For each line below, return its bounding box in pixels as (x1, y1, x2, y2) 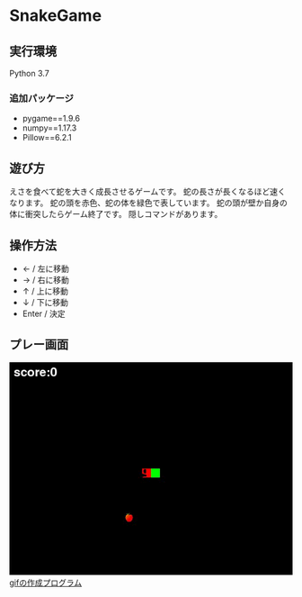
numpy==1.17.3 (22, 122, 77, 133)
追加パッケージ (9, 92, 75, 104)
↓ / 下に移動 (22, 296, 69, 307)
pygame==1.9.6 (22, 113, 81, 124)
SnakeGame (9, 5, 102, 26)
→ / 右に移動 (22, 274, 70, 285)
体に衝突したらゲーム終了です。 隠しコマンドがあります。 (9, 209, 223, 220)
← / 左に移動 (22, 263, 70, 274)
